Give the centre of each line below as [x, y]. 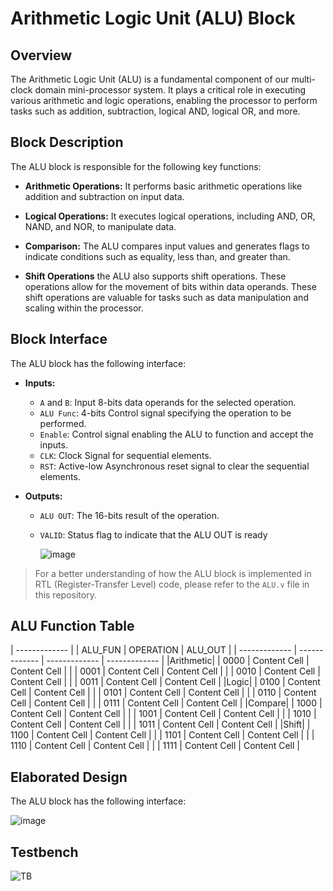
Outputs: [43, 496]
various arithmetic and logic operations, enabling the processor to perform [164, 100]
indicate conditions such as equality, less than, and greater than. [157, 256]
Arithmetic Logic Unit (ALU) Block [153, 18]
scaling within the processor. [84, 308]
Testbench [44, 852]
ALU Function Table [72, 626]
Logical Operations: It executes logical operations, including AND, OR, [170, 216]
